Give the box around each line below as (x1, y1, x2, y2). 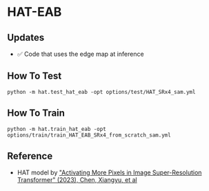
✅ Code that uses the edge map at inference (17, 50, 144, 58)
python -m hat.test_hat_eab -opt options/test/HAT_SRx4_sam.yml (7, 88, 196, 95)
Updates (7, 32, 45, 43)
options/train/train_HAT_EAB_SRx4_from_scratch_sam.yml (7, 132, 171, 139)
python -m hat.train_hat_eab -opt (7, 125, 107, 132)
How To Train (7, 108, 66, 119)
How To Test (7, 70, 62, 82)
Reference (7, 150, 53, 162)
